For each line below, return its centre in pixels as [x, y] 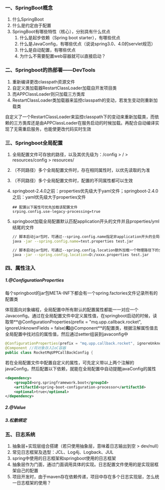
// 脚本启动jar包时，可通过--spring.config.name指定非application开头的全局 [86, 236]
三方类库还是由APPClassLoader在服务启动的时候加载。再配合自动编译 [84, 123]
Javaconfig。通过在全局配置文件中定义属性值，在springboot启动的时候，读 [81, 316]
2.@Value [15, 407]
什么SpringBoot [28, 19]
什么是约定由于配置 [32, 26]
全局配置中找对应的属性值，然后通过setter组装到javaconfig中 [67, 334]
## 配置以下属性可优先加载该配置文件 [45, 207]
